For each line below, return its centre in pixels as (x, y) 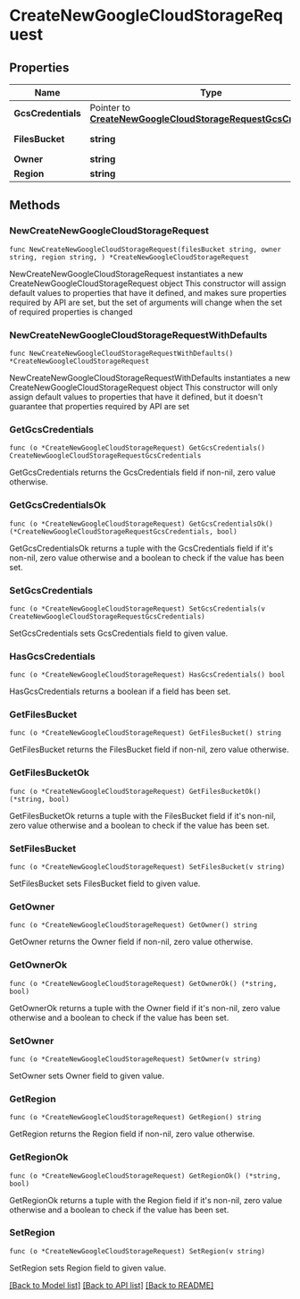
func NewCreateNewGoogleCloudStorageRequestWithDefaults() (121, 353)
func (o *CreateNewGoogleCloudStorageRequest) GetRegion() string (135, 1118)
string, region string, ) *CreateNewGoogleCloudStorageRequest (129, 257)
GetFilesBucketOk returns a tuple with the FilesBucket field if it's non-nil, (143, 815)
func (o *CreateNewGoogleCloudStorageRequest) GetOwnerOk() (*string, (143, 983)
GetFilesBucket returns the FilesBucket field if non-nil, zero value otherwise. (149, 750)
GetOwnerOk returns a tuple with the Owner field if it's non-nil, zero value (145, 1008)
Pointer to (110, 108)
